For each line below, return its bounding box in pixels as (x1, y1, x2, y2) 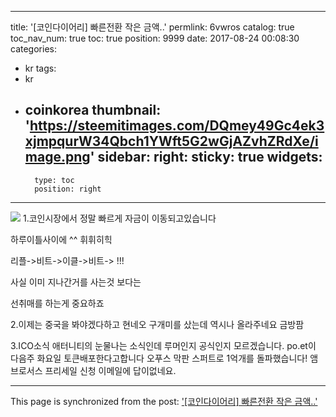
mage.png (24, 149, 91, 166)
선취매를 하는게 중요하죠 (10, 297, 105, 309)
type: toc (34, 175, 75, 185)
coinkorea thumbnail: (24, 102, 162, 119)
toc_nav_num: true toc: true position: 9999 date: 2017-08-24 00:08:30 (10, 32, 300, 44)
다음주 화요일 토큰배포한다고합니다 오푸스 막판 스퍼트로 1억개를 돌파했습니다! (10, 352, 308, 364)
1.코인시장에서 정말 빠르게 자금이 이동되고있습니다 (22, 212, 217, 224)
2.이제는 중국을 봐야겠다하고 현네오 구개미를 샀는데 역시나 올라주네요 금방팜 (10, 318, 305, 330)
